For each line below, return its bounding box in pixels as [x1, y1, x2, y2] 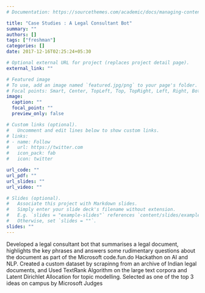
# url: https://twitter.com [6, 145, 84, 151]
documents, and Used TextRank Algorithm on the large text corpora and [6, 266, 187, 273]
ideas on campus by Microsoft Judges [6, 280, 103, 287]
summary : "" [6, 26, 37, 32]
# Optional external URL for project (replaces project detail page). [6, 59, 190, 66]
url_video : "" [6, 184, 43, 190]
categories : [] [6, 43, 45, 49]
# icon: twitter [6, 156, 53, 162]
